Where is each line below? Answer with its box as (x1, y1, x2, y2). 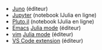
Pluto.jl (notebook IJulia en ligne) (12, 18, 95, 25)
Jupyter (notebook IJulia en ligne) (12, 11, 97, 19)
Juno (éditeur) (12, 5, 49, 12)
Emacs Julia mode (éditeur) (12, 24, 81, 31)
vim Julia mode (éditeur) (12, 31, 73, 38)
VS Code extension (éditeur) (12, 37, 84, 44)
